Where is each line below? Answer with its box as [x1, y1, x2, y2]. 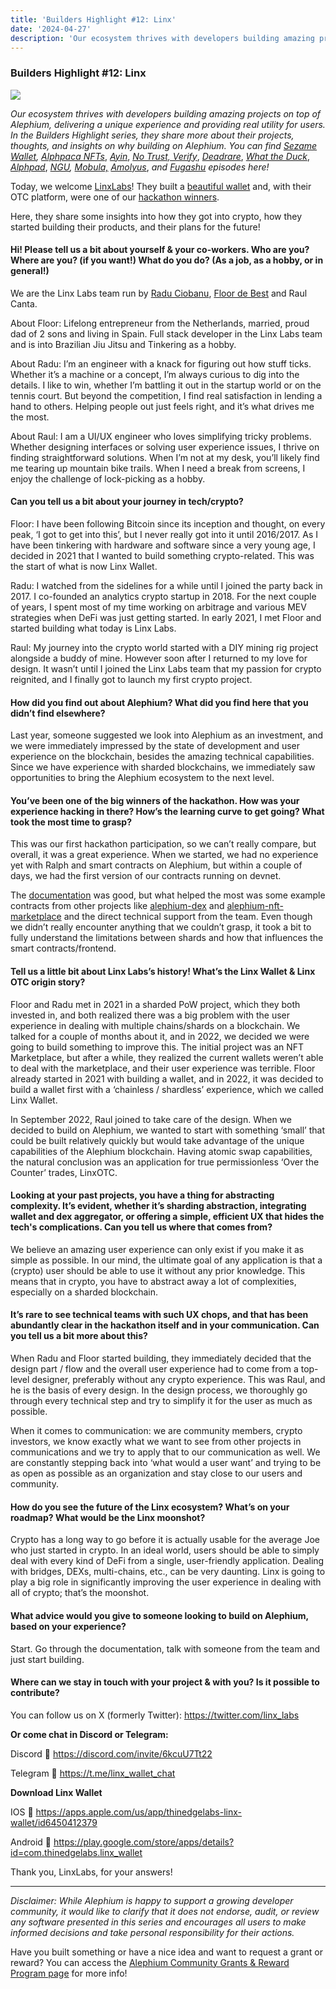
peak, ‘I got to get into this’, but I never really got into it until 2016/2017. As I [10, 529, 319, 541]
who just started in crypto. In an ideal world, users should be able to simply [10, 1544, 320, 1556]
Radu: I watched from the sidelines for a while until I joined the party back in [10, 580, 323, 592]
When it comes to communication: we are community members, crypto [10, 1425, 303, 1437]
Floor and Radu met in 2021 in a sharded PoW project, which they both [10, 998, 301, 1010]
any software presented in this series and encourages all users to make [10, 1916, 307, 1928]
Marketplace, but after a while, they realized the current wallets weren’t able [10, 1051, 324, 1063]
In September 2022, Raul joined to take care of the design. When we [10, 1113, 292, 1125]
